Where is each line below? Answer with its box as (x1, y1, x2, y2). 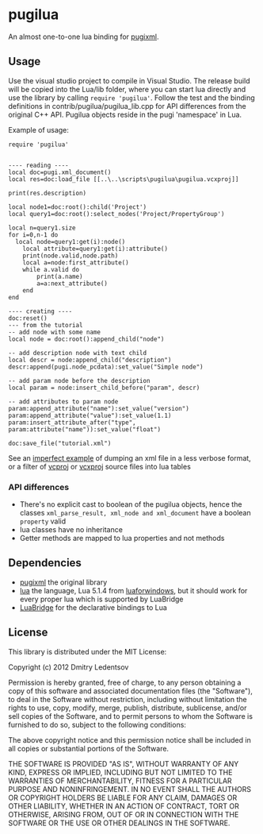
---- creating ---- (8, 307, 73, 315)
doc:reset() (8, 314, 48, 322)
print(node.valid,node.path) (22, 252, 119, 260)
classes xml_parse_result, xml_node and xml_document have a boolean (19, 508, 251, 518)
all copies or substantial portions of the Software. (8, 743, 169, 753)
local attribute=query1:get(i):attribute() (22, 245, 169, 253)
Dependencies (8, 556, 82, 570)
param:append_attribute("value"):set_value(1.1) (8, 411, 172, 419)
